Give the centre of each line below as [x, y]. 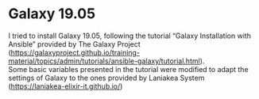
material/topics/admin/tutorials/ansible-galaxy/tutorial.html [104, 61]
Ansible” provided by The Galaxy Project [74, 44]
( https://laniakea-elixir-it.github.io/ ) [66, 86]
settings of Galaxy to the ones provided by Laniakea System [106, 78]
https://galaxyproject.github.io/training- [75, 52]
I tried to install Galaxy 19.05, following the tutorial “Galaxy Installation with [130, 36]
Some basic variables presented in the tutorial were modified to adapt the [128, 69]
